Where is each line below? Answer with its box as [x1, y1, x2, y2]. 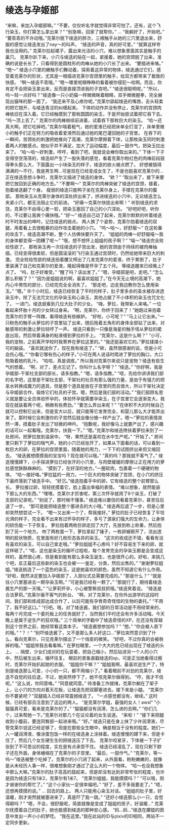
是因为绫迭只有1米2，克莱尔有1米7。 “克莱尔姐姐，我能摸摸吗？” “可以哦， [5, 775, 160, 781]
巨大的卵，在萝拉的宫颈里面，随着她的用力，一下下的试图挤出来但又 [9, 446, 152, 452]
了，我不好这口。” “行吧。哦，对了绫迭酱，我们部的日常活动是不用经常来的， [5, 604, 163, 610]
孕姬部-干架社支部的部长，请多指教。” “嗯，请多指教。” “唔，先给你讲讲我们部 [5, 370, 164, 376]
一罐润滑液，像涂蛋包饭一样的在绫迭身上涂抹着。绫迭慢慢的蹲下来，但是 [9, 731, 160, 737]
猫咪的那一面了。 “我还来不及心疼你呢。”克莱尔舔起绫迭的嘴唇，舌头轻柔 [14, 98, 163, 104]
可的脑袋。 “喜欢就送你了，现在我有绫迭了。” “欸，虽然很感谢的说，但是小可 [5, 345, 162, 351]
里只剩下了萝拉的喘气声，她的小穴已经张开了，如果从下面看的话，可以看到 [5, 440, 160, 446]
